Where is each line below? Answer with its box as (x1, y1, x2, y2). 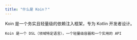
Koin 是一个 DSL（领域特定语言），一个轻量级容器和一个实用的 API (5, 31, 122, 36)
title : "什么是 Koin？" (5, 7, 50, 12)
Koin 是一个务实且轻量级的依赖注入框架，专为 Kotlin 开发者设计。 (5, 20, 135, 26)
